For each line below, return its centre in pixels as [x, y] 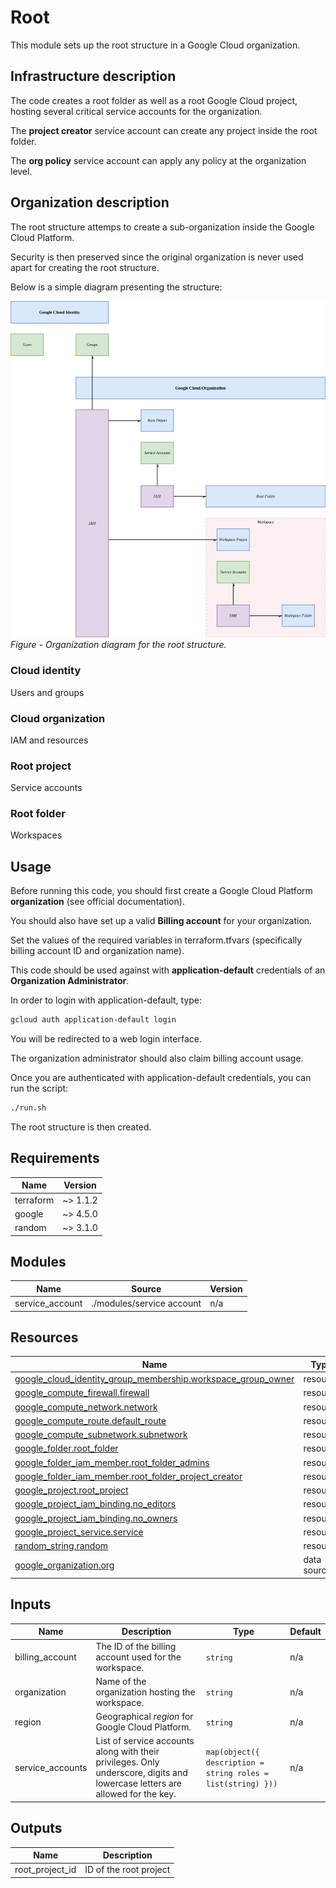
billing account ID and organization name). [97, 951]
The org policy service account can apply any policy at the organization [158, 160]
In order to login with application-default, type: [106, 1000]
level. [21, 171]
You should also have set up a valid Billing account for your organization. [161, 921]
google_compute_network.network [86, 1407]
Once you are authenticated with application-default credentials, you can [161, 1078]
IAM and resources [49, 740]
